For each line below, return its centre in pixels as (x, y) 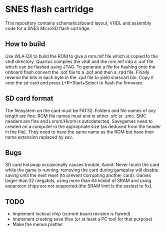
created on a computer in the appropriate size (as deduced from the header (83, 126)
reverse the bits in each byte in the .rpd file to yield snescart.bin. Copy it (79, 77)
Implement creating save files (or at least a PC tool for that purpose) (82, 219)
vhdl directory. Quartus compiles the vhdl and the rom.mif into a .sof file (79, 61)
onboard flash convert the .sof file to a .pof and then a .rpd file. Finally (77, 72)
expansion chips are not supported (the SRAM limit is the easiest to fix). (79, 186)
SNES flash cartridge (49, 9)
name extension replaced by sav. (39, 137)
